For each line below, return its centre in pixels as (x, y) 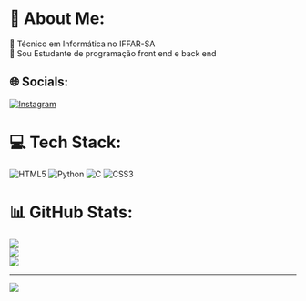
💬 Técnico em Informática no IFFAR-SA (82, 44)
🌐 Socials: (39, 82)
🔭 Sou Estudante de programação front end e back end (113, 53)
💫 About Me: (57, 19)
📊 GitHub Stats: (71, 212)
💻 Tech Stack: (66, 142)
